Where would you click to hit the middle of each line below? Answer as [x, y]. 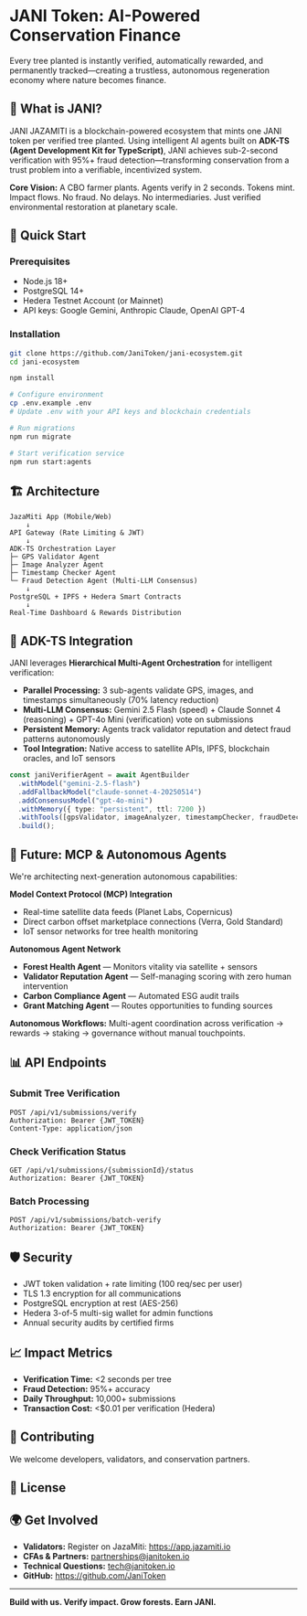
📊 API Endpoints [58, 1063]
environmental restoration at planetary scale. [94, 207]
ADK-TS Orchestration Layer [63, 549]
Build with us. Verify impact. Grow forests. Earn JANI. [113, 1601]
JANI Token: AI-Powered [105, 16]
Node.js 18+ [45, 282]
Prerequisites [40, 261]
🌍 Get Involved [54, 1520]
